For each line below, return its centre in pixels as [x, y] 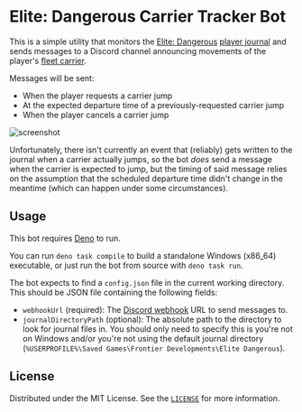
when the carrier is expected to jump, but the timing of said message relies [148, 169]
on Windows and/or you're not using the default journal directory [143, 338]
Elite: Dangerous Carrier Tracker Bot [148, 17]
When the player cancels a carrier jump [96, 114]
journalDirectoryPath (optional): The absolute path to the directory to [152, 319]
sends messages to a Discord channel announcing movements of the [138, 50]
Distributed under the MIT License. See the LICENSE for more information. [145, 398]
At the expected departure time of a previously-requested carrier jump [153, 105]
